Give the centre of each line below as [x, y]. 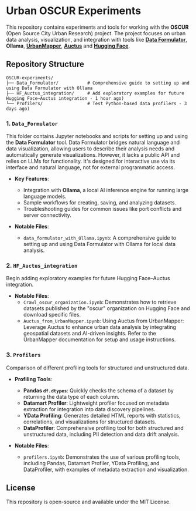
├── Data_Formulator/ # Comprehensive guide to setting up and [98, 83]
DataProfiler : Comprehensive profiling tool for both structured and [103, 428]
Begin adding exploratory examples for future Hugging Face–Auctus [88, 278]
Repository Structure [45, 64]
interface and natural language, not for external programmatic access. [91, 167]
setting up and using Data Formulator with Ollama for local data [99, 244]
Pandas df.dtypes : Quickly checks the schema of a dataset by [98, 390]
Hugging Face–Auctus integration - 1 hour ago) [65, 98]
